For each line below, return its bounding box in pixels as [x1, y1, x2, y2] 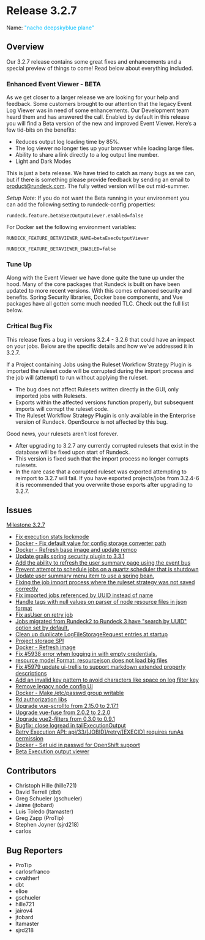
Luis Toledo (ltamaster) [15, 808, 74, 815]
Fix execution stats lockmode [15, 533, 89, 541]
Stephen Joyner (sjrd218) [15, 821, 80, 829]
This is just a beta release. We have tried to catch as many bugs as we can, [6, 170, 196, 177]
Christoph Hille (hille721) [15, 782, 77, 789]
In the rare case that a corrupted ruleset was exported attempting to [15, 468, 187, 475]
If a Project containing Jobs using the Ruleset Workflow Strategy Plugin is [6, 361, 192, 368]
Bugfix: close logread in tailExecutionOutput [15, 722, 127, 729]
